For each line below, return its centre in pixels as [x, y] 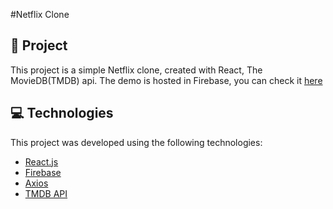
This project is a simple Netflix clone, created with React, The [136, 70]
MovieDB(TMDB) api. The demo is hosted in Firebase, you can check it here [166, 80]
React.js [41, 161]
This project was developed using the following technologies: [136, 142]
